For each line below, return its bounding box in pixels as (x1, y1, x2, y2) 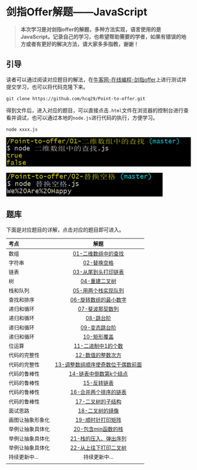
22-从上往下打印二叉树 (70, 444, 127, 451)
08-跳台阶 (86, 315, 111, 322)
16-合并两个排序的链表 (70, 389, 127, 396)
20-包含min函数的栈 (73, 425, 124, 432)
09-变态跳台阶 (80, 323, 117, 331)
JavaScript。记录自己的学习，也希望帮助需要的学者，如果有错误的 (20, 33, 182, 40)
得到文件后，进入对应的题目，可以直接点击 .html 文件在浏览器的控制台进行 (6, 107, 184, 114)
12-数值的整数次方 (75, 352, 122, 359)
